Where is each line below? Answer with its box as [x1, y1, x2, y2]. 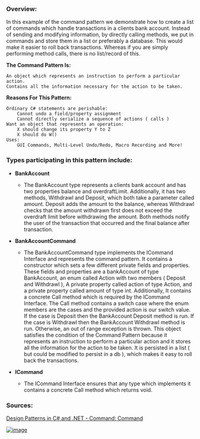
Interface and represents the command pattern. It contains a [23, 255, 173, 262]
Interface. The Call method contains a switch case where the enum [23, 299, 189, 306]
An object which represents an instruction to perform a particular [6, 73, 180, 79]
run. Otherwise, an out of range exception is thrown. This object [23, 325, 181, 332]
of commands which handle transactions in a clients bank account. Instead [6, 24, 190, 32]
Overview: [6, 5, 37, 13]
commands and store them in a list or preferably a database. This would [6, 38, 183, 45]
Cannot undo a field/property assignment [17, 111, 121, 117]
